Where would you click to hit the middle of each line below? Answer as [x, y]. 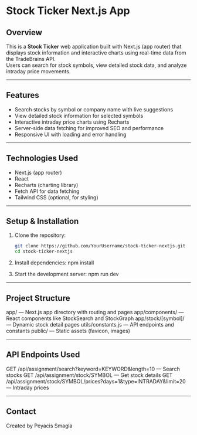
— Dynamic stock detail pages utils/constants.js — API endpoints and [90, 324]
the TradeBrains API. [31, 59]
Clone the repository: [40, 235]
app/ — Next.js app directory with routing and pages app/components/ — [95, 312]
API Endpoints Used [43, 355]
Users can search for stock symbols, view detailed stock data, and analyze [96, 65]
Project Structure [38, 298]
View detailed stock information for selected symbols [79, 115]
